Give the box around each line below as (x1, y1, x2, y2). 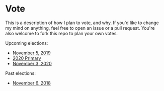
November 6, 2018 (12, 80, 51, 86)
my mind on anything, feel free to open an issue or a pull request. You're (5, 25, 155, 31)
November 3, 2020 (12, 60, 52, 66)
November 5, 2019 (12, 50, 51, 56)
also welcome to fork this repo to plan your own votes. (5, 30, 118, 36)
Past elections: (5, 70, 36, 76)
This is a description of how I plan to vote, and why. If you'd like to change (5, 20, 159, 26)
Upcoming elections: (5, 40, 48, 46)
